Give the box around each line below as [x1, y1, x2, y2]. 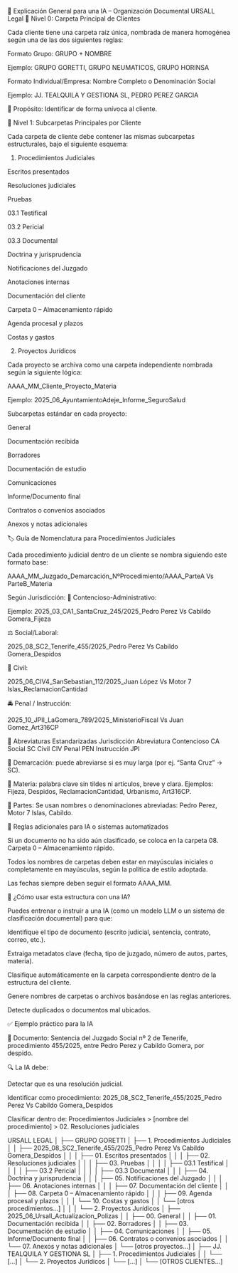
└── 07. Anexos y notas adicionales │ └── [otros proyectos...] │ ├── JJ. [7, 1242, 222, 1250]
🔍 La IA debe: [7, 1063, 49, 1072]
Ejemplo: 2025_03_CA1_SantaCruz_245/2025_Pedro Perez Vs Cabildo [7, 607, 211, 615]
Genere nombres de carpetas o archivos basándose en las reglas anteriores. [7, 992, 232, 1000]
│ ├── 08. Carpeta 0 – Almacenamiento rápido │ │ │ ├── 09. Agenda [7, 1189, 212, 1198]
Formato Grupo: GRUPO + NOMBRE [7, 50, 112, 58]
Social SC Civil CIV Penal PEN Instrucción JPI [7, 745, 140, 753]
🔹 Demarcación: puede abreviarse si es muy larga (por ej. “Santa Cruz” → [7, 758, 223, 767]
